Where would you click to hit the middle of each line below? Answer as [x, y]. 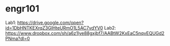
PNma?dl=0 [18, 38]
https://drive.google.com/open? [50, 22]
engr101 [22, 9]
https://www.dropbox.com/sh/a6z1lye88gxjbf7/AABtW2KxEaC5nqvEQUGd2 [85, 33]
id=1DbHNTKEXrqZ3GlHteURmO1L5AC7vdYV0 [54, 27]
